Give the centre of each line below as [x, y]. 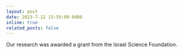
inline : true [22, 22]
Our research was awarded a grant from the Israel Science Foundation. [92, 45]
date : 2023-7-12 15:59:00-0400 [44, 17]
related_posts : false [33, 28]
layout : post [22, 11]
